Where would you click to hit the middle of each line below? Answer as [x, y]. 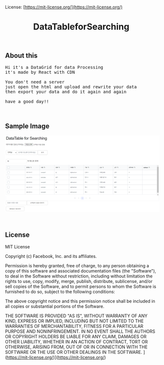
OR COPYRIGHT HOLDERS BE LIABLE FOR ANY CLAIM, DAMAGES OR [76, 336]
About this [21, 56]
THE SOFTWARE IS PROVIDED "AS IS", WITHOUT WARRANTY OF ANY [76, 316]
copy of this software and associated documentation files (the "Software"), [81, 271]
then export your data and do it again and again [66, 92]
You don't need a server [35, 82]
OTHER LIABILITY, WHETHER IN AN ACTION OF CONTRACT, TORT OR [76, 342]
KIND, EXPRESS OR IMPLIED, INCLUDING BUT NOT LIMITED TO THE [74, 321]
